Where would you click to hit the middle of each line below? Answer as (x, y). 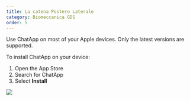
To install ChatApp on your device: (48, 57)
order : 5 (17, 22)
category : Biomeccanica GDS (41, 17)
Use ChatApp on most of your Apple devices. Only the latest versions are (95, 40)
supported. (20, 45)
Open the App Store (39, 69)
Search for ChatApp (39, 75)
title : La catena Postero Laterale (50, 12)
